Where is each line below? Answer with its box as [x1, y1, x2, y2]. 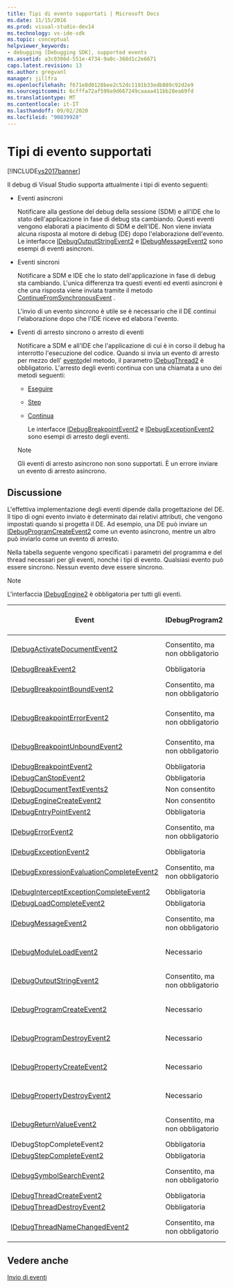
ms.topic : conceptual [7, 36, 70, 43]
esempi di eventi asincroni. [17, 244, 94, 253]
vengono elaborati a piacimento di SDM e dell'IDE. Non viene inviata [17, 222, 212, 230]
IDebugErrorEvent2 [10, 827, 74, 837]
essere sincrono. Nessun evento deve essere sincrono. [7, 563, 164, 572]
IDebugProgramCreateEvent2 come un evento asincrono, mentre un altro [7, 527, 216, 536]
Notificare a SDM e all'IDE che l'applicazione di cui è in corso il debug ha [17, 341, 225, 350]
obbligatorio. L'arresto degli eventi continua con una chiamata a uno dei [17, 363, 222, 372]
